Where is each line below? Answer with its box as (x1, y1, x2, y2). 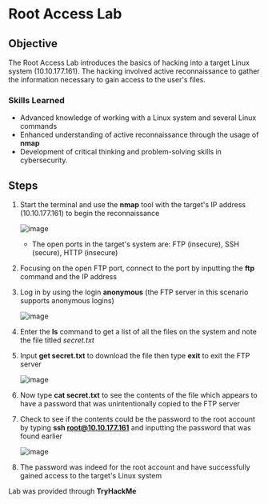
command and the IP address (19, 272, 118, 282)
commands (19, 122, 58, 131)
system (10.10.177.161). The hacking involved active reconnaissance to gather (8, 66, 260, 76)
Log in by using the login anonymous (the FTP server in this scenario (19, 287, 249, 297)
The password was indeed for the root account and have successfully (19, 462, 250, 472)
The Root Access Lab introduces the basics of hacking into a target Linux (8, 58, 250, 67)
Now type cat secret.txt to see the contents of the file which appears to (19, 390, 258, 400)
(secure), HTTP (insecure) (31, 248, 118, 258)
